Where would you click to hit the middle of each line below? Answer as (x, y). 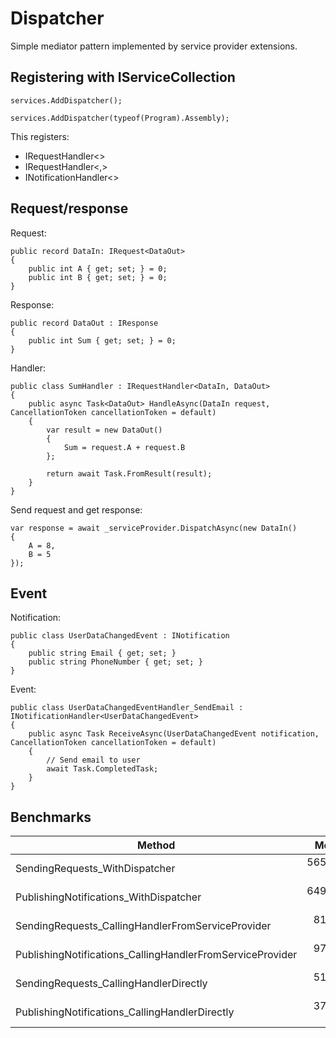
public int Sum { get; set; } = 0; (102, 340)
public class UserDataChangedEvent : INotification (120, 636)
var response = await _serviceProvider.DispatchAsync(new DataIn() (154, 528)
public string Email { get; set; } (102, 653)
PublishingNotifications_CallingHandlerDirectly (125, 1012)
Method (156, 845)
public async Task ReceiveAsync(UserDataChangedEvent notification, (174, 734)
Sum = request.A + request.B (124, 447)
